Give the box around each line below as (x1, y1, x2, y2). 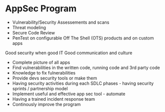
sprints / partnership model (12, 85, 68, 91)
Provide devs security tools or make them (12, 75, 97, 81)
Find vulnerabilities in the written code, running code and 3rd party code (12, 65, 160, 71)
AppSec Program (5, 3, 77, 14)
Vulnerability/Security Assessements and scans (12, 19, 110, 25)
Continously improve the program (12, 101, 81, 107)
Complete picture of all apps (12, 59, 70, 65)
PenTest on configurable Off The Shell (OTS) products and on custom (12, 35, 154, 41)
